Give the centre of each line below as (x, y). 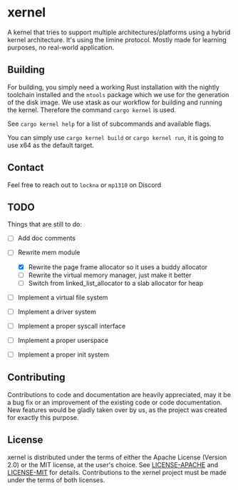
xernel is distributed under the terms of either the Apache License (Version (117, 457)
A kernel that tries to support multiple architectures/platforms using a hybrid (119, 32)
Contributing (36, 377)
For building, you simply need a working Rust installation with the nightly (113, 87)
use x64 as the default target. (51, 145)
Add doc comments (47, 238)
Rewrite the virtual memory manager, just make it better (110, 275)
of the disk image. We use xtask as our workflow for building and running (115, 102)
